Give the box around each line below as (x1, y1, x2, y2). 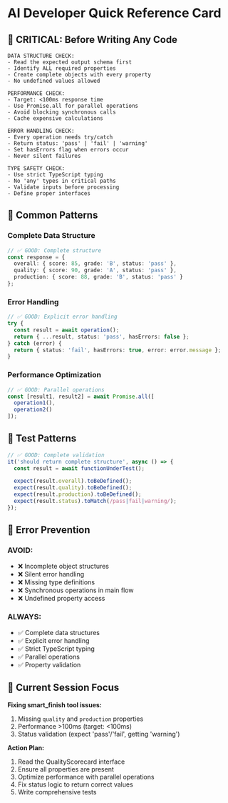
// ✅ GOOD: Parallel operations (7, 386, 105, 394)
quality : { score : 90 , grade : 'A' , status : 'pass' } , (14, 266, 177, 274)
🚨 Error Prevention (7, 524, 90, 537)
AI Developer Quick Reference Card (7, 5, 222, 21)
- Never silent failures (7, 152, 81, 159)
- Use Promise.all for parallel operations (7, 102, 139, 109)
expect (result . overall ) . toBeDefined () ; (14, 477, 133, 485)
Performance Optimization (7, 370, 102, 380)
